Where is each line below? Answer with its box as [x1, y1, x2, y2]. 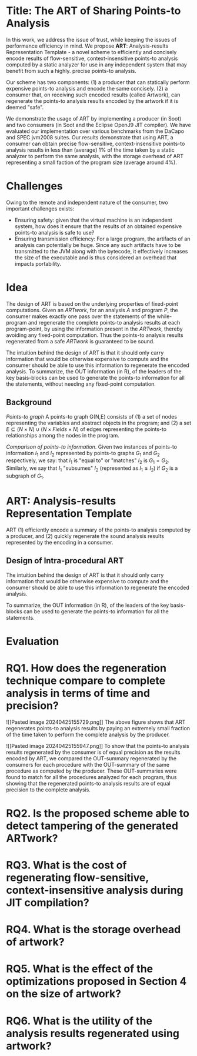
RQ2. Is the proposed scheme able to [6, 807, 190, 820]
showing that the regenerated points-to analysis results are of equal [6, 780, 171, 787]
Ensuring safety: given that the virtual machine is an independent [14, 216, 172, 223]
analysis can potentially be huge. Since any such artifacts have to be [14, 241, 181, 248]
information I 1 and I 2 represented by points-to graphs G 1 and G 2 [6, 449, 160, 458]
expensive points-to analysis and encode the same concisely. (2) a [6, 85, 168, 92]
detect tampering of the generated [6, 819, 178, 833]
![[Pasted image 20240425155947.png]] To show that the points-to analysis [6, 742, 189, 749]
